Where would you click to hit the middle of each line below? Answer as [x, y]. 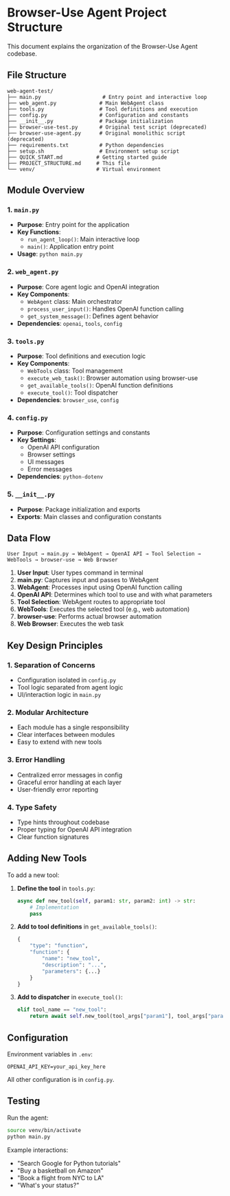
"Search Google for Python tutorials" [69, 1163]
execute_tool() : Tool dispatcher [72, 392]
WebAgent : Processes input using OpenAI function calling [100, 587]
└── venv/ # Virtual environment [84, 169]
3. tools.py [26, 341]
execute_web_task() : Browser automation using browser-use [113, 378]
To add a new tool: [33, 875]
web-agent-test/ [30, 91]
